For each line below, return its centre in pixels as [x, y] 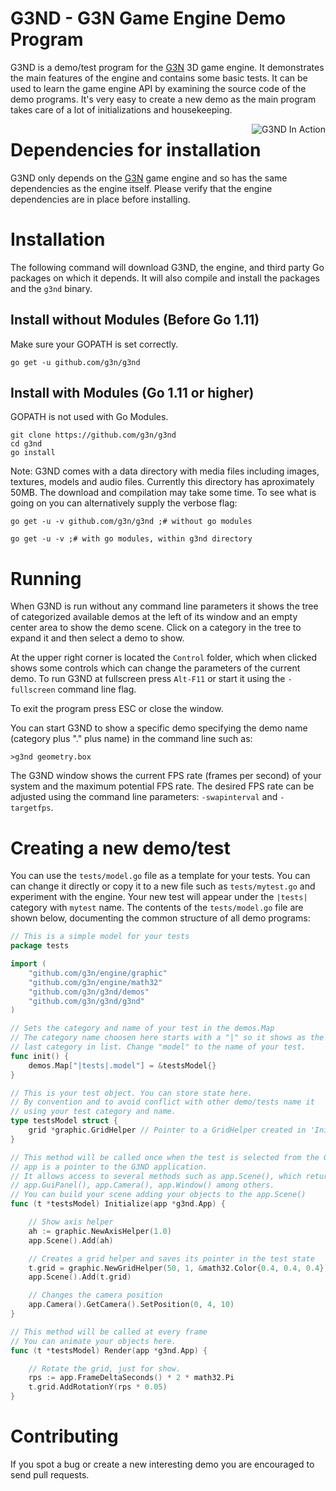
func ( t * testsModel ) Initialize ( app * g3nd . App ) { [118, 1204]
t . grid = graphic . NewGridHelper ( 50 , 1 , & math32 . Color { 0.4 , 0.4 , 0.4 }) [178, 1268]
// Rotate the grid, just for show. [105, 1368]
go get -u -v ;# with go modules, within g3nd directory [131, 539]
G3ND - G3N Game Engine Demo [148, 18]
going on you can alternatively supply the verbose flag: [124, 503]
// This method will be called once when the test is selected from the [165, 1157]
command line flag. [97, 689]
